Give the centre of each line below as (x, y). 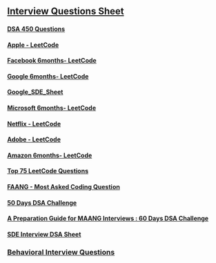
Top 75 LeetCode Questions (48, 171)
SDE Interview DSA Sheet (44, 234)
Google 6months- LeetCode (48, 76)
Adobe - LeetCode (34, 139)
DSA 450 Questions (36, 29)
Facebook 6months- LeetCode (52, 61)
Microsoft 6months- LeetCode (52, 108)
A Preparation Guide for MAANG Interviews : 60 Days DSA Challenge (108, 218)
